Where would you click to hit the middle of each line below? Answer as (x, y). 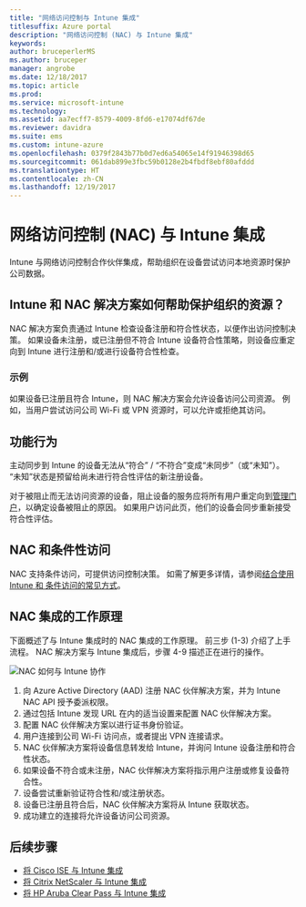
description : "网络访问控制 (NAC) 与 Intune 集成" (101, 35)
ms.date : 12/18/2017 (49, 77)
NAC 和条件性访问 (60, 550)
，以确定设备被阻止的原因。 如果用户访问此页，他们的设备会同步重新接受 (154, 507)
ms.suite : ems (36, 137)
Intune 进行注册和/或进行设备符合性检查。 (106, 351)
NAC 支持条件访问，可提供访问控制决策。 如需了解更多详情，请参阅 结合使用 (152, 574)
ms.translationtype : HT (55, 170)
